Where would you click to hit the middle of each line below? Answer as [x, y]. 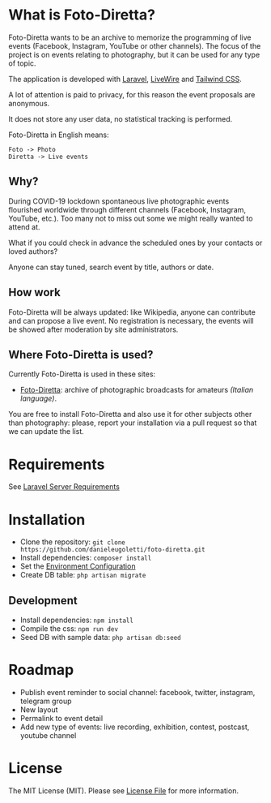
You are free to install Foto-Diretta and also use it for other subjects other [130, 414]
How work [34, 292]
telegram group [46, 701]
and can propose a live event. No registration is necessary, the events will [131, 320]
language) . [38, 398]
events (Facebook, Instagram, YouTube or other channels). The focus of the [135, 45]
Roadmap [41, 670]
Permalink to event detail [61, 718]
